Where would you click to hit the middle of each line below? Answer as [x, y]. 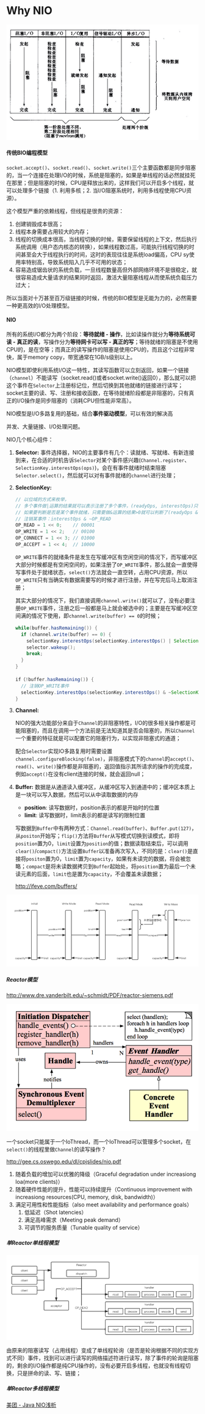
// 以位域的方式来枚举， [42, 499]
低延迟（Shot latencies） [56, 1213]
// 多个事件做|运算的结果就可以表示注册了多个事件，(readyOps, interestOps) [104, 506]
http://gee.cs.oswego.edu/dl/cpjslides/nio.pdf [64, 1162]
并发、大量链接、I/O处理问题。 [45, 426]
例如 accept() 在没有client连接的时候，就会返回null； [80, 774]
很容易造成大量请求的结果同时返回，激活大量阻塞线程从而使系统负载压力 [106, 277]
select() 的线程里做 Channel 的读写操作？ [56, 1149]
